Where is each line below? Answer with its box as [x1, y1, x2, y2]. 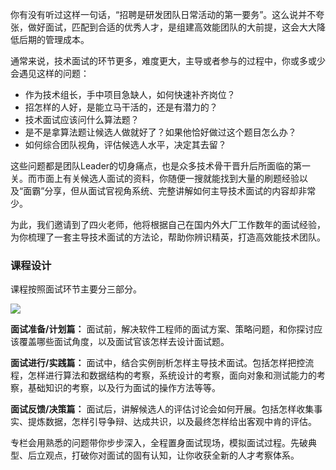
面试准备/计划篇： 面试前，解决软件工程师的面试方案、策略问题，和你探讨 [10, 323, 315, 335]
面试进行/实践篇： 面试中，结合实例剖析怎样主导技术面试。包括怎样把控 [10, 357, 306, 369]
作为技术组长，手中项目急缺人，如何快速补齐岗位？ [24, 89, 236, 100]
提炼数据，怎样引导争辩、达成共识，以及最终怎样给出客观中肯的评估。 [27, 416, 317, 428]
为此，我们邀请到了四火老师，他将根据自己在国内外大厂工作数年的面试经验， [10, 219, 326, 230]
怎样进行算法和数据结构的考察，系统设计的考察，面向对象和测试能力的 [27, 369, 317, 382]
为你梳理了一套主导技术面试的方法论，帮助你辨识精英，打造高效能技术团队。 [10, 231, 326, 243]
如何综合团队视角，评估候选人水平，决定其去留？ [24, 139, 227, 150]
